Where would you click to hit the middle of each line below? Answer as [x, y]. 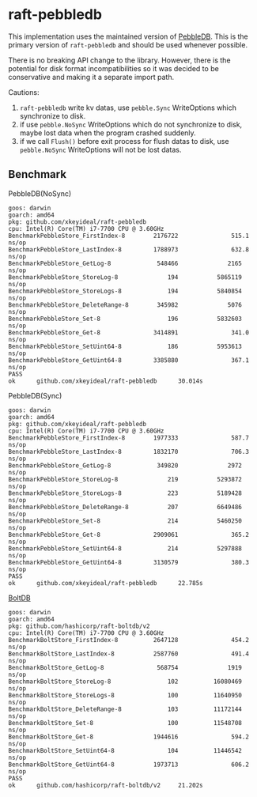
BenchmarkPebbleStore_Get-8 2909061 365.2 [128, 534]
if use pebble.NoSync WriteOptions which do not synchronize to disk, [131, 124]
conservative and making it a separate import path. [91, 77]
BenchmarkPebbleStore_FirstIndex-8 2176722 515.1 [128, 236]
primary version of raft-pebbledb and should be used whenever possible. [128, 44]
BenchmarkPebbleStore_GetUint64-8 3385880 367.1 [128, 360]
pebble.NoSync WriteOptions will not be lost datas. [100, 149]
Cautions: [24, 92]
